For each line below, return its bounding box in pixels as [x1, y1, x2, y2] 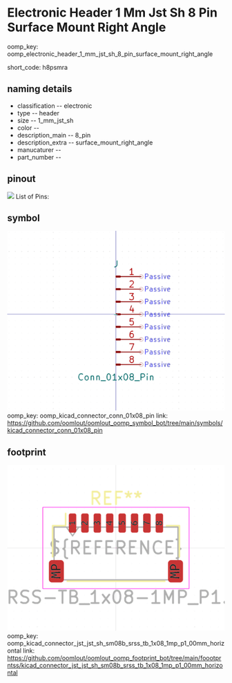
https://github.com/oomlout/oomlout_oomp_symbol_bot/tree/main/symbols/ [7, 419, 223, 427]
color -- [17, 123, 40, 132]
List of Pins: [15, 192, 50, 200]
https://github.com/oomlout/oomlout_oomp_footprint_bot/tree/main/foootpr [7, 653, 222, 662]
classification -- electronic [17, 102, 93, 110]
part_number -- [17, 153, 61, 161]
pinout [7, 173, 36, 185]
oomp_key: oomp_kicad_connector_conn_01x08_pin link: [7, 411, 168, 420]
